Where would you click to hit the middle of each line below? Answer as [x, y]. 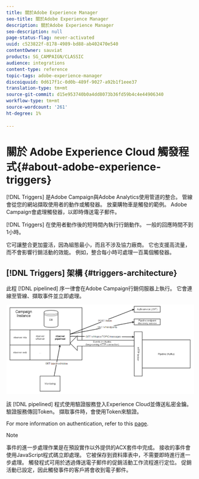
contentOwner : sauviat [34, 51]
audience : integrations [36, 63]
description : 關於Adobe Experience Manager [60, 25]
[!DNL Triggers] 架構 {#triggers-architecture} [92, 273]
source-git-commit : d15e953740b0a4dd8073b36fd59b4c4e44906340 [85, 95]
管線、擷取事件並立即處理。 [50, 296]
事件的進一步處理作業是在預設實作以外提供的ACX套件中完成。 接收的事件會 [98, 447]
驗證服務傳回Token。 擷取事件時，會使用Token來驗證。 [74, 412]
